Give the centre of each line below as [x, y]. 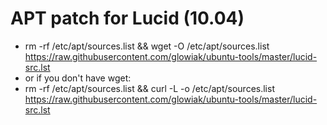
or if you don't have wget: [78, 78]
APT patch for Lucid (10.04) [127, 18]
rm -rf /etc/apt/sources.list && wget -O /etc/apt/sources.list [147, 46]
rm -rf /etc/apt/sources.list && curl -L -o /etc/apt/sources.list [149, 88]
